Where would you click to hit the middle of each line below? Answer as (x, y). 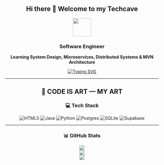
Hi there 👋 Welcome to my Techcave (82, 9)
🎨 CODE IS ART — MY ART (82, 91)
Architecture (82, 62)
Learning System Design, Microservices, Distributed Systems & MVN (82, 57)
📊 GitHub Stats (82, 135)
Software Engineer (82, 46)
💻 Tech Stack (82, 106)
